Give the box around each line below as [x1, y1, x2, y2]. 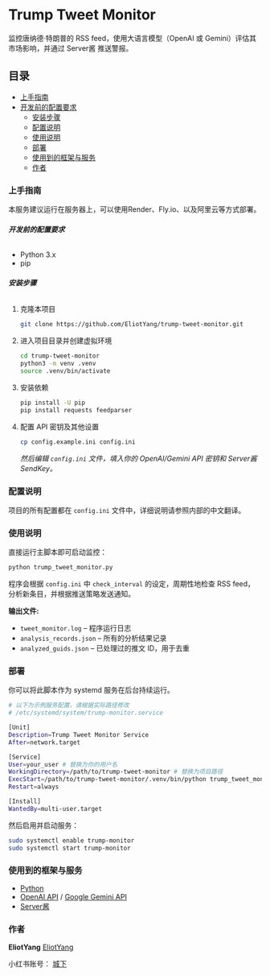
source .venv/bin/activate [19, 367, 111, 375]
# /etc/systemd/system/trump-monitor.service [8, 709, 163, 718]
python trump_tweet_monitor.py [8, 564, 113, 572]
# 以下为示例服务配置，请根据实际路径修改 [8, 701, 130, 709]
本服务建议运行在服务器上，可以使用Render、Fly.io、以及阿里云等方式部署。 [8, 205, 261, 214]
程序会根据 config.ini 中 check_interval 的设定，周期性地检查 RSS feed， [8, 579, 256, 589]
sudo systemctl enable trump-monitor [8, 836, 135, 845]
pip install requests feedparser [19, 406, 133, 414]
